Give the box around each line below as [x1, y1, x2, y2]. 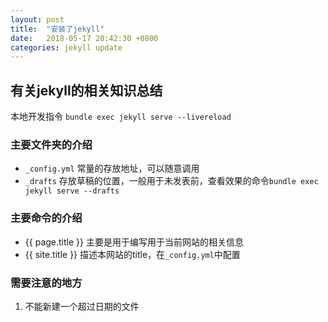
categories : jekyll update [10, 42, 123, 53]
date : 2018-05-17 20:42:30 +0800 [10, 33, 159, 43]
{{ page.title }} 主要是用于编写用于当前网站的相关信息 [24, 236, 244, 248]
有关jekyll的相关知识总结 [10, 82, 163, 99]
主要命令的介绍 [10, 211, 83, 225]
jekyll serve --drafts [24, 186, 120, 196]
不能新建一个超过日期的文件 [24, 300, 140, 312]
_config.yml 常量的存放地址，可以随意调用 [24, 162, 200, 175]
